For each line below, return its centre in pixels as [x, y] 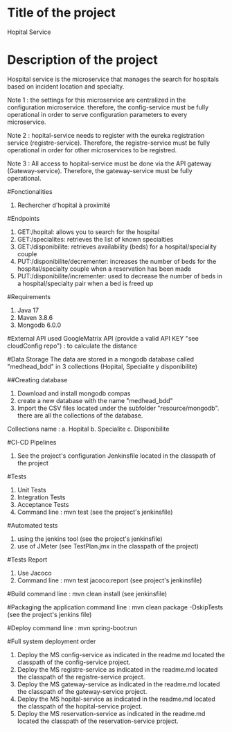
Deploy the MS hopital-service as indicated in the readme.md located [116, 699]
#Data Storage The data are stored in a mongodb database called [101, 359]
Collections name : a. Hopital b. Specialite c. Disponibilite [88, 429]
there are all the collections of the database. [80, 415]
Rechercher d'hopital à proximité [64, 205]
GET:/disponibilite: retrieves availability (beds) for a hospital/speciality [117, 247]
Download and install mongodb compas [74, 393]
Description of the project [82, 60]
